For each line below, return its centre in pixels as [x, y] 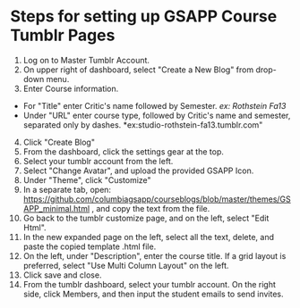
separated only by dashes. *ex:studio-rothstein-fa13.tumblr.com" [143, 125]
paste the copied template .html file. [90, 246]
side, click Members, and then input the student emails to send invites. [153, 294]
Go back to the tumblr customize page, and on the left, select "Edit [146, 218]
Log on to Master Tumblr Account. [86, 60]
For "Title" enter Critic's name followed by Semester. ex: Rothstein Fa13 [154, 105]
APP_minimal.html [56, 208]
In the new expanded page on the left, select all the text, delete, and [148, 237]
